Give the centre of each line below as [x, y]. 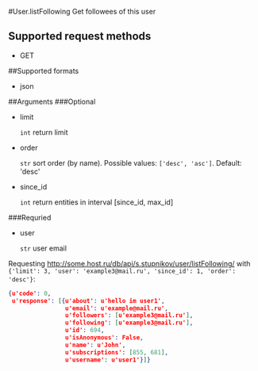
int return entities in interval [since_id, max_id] [96, 202]
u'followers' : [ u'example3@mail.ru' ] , [129, 316]
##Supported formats [44, 71]
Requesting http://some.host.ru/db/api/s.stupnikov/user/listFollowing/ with [129, 263]
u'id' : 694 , [85, 331]
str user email [43, 248]
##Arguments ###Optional [52, 101]
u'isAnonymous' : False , [104, 338]
